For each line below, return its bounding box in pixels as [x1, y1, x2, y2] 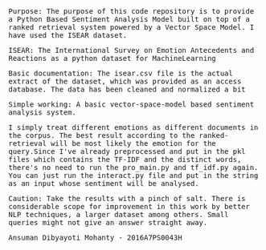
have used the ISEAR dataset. [8, 31, 128, 39]
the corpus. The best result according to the [8, 131, 195, 139]
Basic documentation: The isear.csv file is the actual [8, 69, 233, 78]
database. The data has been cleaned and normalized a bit [8, 85, 247, 94]
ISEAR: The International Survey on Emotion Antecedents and [8, 46, 255, 54]
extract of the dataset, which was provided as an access [8, 77, 242, 86]
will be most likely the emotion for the [51, 139, 217, 147]
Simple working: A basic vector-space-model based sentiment [8, 100, 255, 109]
